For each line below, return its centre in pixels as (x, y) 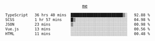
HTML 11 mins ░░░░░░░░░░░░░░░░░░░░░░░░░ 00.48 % (78, 33)
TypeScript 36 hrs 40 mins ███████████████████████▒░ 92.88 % (78, 15)
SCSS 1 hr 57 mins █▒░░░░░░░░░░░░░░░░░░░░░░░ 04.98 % (78, 19)
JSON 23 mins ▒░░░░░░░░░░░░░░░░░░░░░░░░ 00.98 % (78, 24)
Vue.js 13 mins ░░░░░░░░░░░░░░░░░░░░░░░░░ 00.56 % (78, 29)
